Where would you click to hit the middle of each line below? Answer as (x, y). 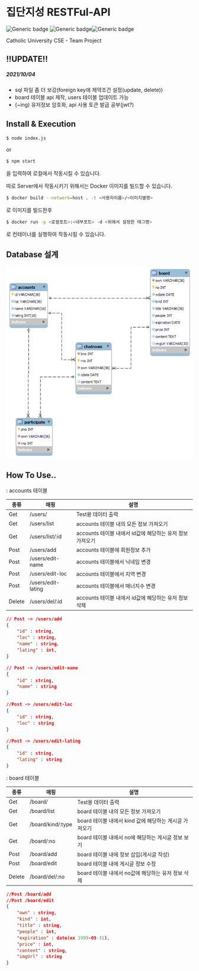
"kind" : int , (34, 919)
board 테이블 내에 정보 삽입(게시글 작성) (123, 854)
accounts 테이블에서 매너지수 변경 (116, 586)
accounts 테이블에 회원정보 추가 (113, 550)
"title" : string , (39, 926)
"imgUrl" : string (39, 957)
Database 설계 (32, 255)
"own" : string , (37, 913)
